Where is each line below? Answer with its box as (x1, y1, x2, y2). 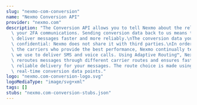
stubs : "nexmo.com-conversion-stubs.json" (6, 90, 111, 96)
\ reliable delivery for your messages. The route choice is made (11, 62, 177, 69)
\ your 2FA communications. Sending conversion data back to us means (11, 30, 188, 36)
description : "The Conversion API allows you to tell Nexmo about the (6, 24, 182, 31)
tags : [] (6, 85, 28, 90)
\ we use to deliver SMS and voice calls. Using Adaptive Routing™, (11, 52, 182, 58)
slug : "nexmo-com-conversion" (6, 8, 80, 15)
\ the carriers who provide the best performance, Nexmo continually (11, 47, 185, 52)
